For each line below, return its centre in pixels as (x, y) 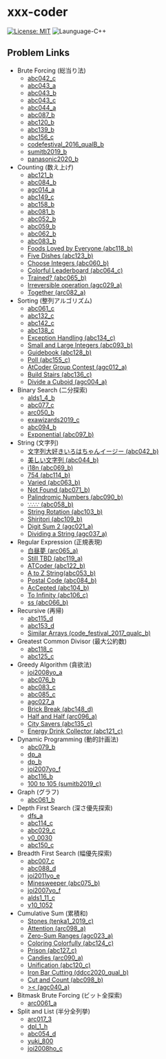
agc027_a (41, 701)
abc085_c (42, 694)
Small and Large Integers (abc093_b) (80, 345)
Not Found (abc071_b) (59, 489)
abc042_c (42, 78)
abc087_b (41, 115)
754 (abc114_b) (49, 475)
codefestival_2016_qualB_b (66, 144)
